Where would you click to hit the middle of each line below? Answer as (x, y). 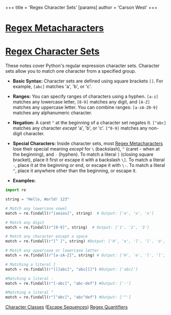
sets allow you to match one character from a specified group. (71, 71)
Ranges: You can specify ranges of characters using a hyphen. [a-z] (86, 96)
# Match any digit (25, 222)
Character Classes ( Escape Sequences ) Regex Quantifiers (67, 307)
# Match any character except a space (46, 237)
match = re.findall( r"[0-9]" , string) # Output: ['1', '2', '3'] (77, 227)
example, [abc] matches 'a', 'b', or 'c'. (52, 87)
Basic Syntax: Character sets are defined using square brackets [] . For (88, 81)
